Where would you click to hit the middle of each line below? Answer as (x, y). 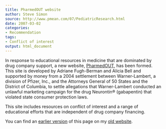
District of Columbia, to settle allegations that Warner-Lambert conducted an (83, 86)
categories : (17, 28)
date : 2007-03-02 (23, 23)
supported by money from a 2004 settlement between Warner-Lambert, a (81, 76)
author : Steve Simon (27, 14)
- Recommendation (23, 32)
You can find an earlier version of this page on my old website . (69, 121)
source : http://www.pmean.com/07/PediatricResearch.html (65, 19)
